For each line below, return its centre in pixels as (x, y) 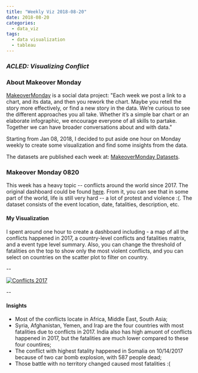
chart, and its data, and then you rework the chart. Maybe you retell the (94, 102)
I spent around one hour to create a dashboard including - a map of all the (97, 231)
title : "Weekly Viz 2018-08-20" (46, 12)
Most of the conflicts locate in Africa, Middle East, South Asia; (91, 319)
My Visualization (28, 218)
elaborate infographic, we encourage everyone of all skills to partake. (92, 121)
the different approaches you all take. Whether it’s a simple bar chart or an (98, 115)
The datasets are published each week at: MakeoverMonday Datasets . (93, 157)
